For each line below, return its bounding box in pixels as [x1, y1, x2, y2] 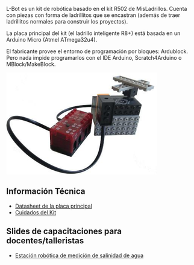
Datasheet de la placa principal [14, 202, 92, 209]
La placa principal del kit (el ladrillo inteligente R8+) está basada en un [6, 30, 181, 37]
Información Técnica [6, 187, 86, 197]
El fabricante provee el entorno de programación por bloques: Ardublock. [6, 48, 189, 55]
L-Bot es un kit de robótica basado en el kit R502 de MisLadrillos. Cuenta [6, 5, 187, 12]
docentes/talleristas [6, 235, 84, 246]
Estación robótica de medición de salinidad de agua [14, 252, 144, 259]
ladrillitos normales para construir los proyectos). [6, 18, 128, 25]
